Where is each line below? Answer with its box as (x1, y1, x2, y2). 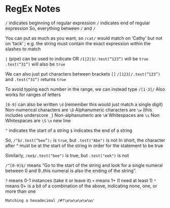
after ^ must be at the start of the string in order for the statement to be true (5, 143, 163, 149)
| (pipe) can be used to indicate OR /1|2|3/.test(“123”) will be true (5, 55, 149, 61)
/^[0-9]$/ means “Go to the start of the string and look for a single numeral (5, 162, 163, 168)
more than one (5, 188, 36, 194)
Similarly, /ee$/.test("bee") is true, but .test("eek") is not (5, 152, 129, 158)
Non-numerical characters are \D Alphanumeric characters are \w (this (5, 107, 152, 113)
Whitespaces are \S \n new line (5, 117, 71, 123)
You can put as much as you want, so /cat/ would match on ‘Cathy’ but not (5, 35, 163, 41)
